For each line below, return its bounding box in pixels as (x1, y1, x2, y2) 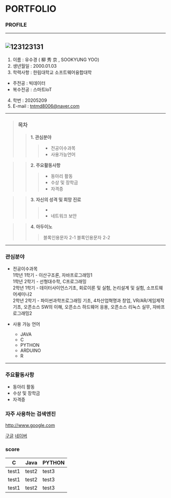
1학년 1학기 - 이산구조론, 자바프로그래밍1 (12, 272, 93, 278)
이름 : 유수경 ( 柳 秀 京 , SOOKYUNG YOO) (12, 57, 100, 63)
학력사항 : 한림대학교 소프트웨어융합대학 (12, 69, 92, 75)
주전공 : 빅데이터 (12, 80, 46, 87)
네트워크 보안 (50, 212, 77, 219)
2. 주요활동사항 (30, 162, 61, 168)
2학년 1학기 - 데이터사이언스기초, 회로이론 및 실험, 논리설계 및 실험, (12, 285, 146, 291)
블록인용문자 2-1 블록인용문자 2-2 (43, 234, 110, 240)
